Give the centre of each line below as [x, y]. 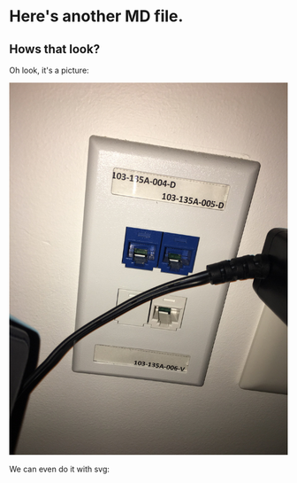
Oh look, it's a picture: [49, 70]
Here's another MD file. [96, 16]
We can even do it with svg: [60, 469]
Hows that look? [54, 49]
